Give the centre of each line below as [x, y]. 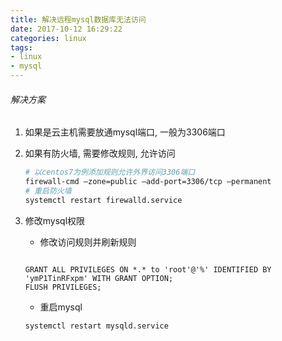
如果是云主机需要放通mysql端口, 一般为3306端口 [125, 132]
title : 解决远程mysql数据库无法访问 [78, 19]
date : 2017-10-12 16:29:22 [66, 29]
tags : [21, 47]
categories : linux [48, 38]
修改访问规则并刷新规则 [88, 242]
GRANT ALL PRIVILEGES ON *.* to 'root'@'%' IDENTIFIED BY [148, 269]
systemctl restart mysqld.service [96, 326]
